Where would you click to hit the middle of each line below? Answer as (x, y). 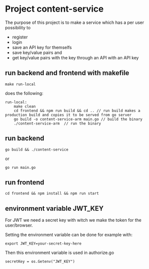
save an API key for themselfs (42, 47)
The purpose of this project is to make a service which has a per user (75, 22)
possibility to (18, 27)
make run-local (20, 84)
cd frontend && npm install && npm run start (52, 194)
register (20, 37)
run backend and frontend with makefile (67, 73)
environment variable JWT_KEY (54, 208)
